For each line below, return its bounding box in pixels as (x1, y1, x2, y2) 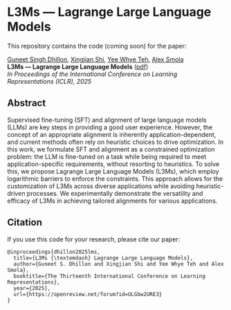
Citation (7, 217, 43, 228)
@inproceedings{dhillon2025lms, (7, 248, 100, 255)
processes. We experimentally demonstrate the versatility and (26, 189, 203, 197)
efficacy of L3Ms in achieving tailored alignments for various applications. (7, 197, 218, 205)
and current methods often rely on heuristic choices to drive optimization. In (7, 138, 223, 146)
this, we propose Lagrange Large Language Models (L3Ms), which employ (7, 167, 219, 175)
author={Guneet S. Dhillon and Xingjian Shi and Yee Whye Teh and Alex (13, 260, 225, 267)
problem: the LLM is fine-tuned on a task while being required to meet (7, 152, 207, 161)
